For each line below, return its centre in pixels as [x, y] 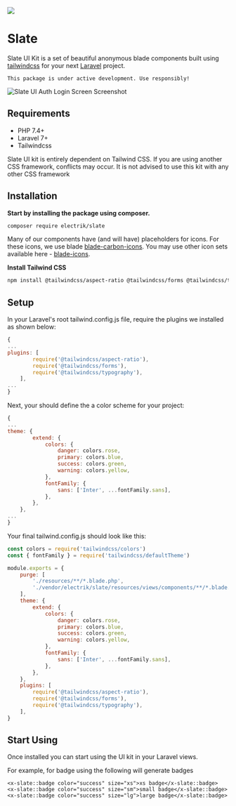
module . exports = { [36, 568]
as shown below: [32, 327]
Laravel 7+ [33, 138]
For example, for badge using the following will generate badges [100, 771]
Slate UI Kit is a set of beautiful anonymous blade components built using [113, 58]
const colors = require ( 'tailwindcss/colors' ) [77, 549]
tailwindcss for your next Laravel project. [66, 65]
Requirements [39, 113]
